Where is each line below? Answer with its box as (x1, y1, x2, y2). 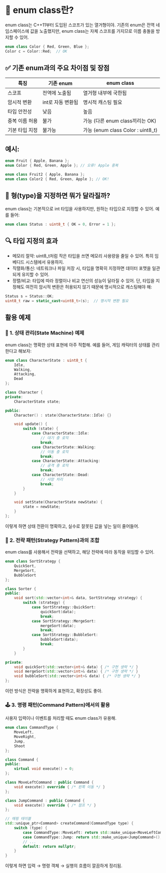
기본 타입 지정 (7, 126, 38, 133)
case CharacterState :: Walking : (31, 444, 96, 449)
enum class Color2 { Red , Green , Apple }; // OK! (5, 177, 110, 182)
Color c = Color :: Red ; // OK (5, 49, 68, 54)
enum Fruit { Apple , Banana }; (5, 158, 70, 164)
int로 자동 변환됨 (42, 99, 79, 106)
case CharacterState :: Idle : (31, 431, 90, 436)
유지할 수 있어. (21, 271, 49, 278)
